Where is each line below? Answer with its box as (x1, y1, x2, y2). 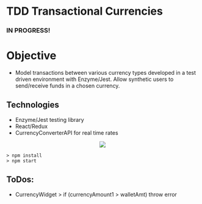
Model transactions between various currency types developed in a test (15, 69, 197, 77)
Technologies (6, 100, 60, 110)
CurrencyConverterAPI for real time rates (15, 129, 118, 136)
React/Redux (15, 123, 48, 130)
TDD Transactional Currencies (6, 4, 163, 18)
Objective (6, 49, 57, 62)
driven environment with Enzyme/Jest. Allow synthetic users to (15, 75, 174, 83)
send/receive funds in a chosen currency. (15, 82, 120, 89)
